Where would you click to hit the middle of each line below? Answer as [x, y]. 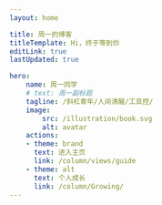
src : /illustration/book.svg [97, 118]
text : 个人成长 [60, 178]
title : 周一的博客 [41, 34]
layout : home [34, 18]
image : [38, 110]
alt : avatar [65, 127]
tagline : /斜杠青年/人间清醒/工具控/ [90, 101]
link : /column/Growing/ [79, 186]
